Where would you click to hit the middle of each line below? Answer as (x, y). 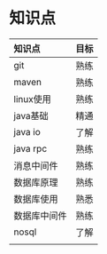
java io (27, 131)
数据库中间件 (41, 216)
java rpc (31, 148)
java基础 (31, 115)
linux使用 (32, 99)
